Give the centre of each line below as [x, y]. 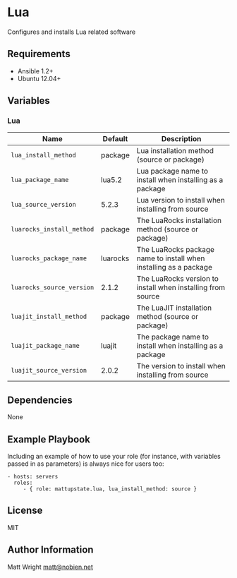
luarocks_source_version [53, 288]
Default [115, 139]
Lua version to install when [181, 200]
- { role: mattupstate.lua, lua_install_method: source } [110, 489]
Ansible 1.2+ [36, 71]
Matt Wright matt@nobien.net [50, 567]
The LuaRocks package [176, 250]
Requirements [39, 54]
